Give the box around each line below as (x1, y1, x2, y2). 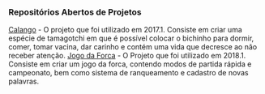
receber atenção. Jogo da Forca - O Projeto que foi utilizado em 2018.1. (8, 51, 246, 61)
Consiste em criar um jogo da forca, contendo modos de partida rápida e (8, 59, 252, 69)
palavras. (8, 76, 40, 87)
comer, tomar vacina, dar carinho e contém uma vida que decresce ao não (8, 42, 258, 52)
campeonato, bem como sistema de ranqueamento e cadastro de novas (8, 68, 249, 78)
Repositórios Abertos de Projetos (8, 6, 142, 18)
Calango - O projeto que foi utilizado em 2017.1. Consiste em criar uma (8, 25, 243, 35)
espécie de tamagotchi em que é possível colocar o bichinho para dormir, (8, 33, 254, 43)
